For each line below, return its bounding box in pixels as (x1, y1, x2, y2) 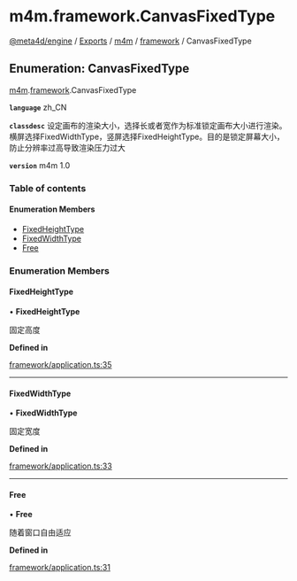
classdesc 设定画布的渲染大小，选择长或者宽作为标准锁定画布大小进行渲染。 (9, 120, 287, 130)
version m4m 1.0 (9, 159, 71, 170)
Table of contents (9, 182, 87, 194)
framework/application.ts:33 (9, 461, 112, 471)
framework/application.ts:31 (9, 562, 110, 573)
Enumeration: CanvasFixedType (9, 61, 190, 76)
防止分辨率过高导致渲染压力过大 (9, 142, 126, 152)
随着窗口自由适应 (9, 527, 72, 538)
